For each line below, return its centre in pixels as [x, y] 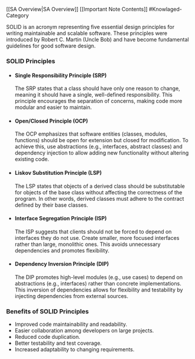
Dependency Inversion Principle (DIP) [62, 264]
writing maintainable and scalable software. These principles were [87, 33]
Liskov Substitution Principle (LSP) [58, 172]
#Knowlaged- [165, 9]
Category [18, 15]
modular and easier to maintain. [53, 107]
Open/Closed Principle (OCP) [51, 121]
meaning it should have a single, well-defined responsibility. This [93, 95]
